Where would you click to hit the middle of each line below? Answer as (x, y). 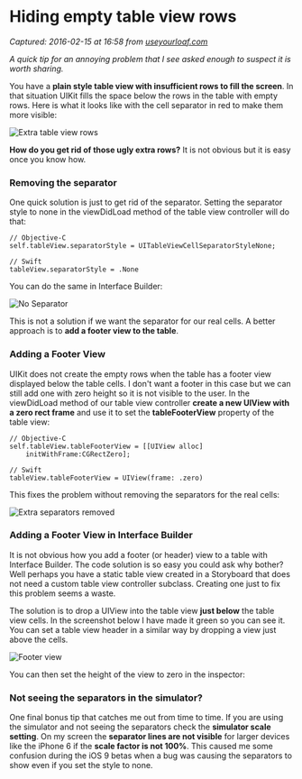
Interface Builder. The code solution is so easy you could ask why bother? (146, 564)
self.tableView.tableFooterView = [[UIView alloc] (106, 446)
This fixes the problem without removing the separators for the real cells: (145, 494)
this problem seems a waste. (63, 593)
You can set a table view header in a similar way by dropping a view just (143, 629)
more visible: (33, 115)
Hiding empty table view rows (123, 17)
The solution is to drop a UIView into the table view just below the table (142, 610)
